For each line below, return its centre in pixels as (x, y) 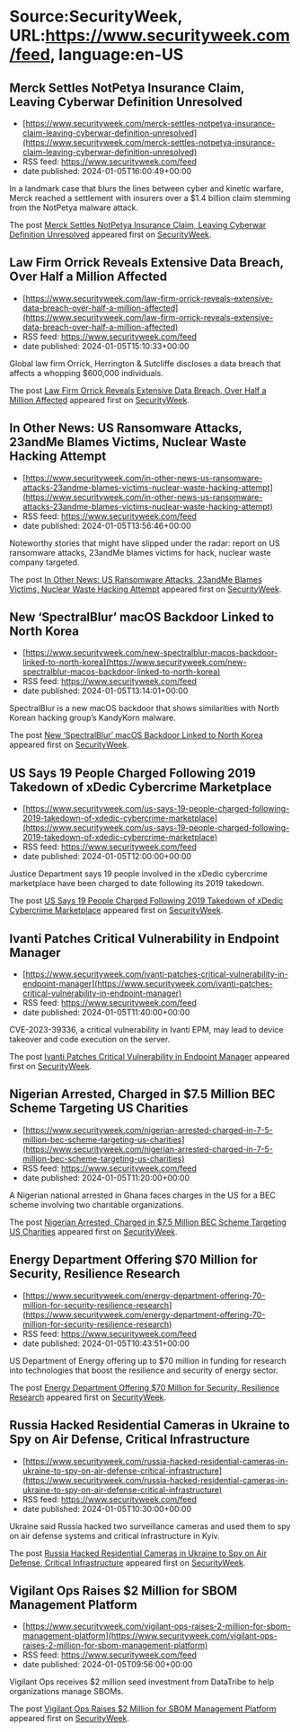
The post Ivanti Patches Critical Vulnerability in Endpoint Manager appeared (150, 1057)
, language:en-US (117, 55)
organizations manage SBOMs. (66, 1692)
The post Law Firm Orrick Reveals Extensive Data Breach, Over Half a (138, 390)
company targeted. (44, 562)
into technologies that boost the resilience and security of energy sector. (144, 1370)
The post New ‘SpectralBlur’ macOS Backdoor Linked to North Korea (136, 735)
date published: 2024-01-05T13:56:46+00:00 (106, 525)
